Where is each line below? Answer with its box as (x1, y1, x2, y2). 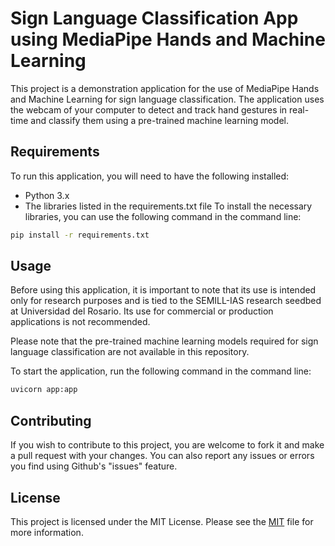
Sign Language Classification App (10, 7, 299, 30)
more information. (10, 526, 84, 538)
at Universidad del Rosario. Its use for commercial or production (10, 305, 274, 317)
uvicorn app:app (10, 385, 78, 395)
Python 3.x (24, 189, 70, 201)
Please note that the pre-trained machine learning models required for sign (10, 335, 319, 347)
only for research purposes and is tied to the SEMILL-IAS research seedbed (10, 295, 322, 307)
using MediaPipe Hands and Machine (10, 28, 326, 51)
